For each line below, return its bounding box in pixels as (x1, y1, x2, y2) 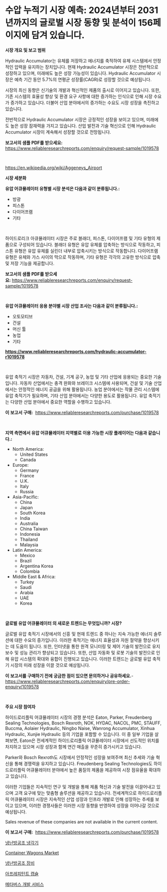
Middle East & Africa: (12, 573, 56, 579)
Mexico (19, 552, 35, 558)
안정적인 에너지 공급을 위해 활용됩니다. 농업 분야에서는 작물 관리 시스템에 (18, 386, 160, 392)
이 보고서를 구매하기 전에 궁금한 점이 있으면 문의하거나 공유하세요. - (5, 672, 134, 678)
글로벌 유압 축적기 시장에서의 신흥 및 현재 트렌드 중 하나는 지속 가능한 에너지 (5, 631, 153, 637)
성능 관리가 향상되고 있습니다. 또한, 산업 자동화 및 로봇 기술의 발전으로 (19, 649, 156, 655)
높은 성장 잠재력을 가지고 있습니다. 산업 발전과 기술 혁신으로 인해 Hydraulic (10, 123, 156, 129)
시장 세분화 (5, 175, 26, 181)
